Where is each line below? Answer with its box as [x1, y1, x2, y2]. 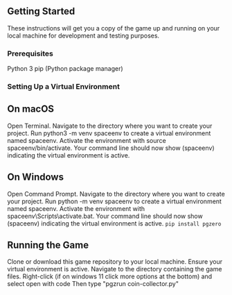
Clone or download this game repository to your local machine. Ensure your [7, 258, 223, 266]
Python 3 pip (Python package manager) [7, 65, 123, 73]
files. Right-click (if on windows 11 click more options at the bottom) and [7, 272, 213, 280]
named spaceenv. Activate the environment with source [7, 136, 166, 144]
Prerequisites [7, 49, 53, 58]
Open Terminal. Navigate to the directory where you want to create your [7, 121, 213, 130]
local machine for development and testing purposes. [7, 31, 160, 40]
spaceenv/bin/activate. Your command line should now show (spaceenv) [7, 144, 215, 152]
